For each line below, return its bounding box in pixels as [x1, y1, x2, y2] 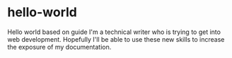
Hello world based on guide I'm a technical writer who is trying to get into [7, 28, 221, 36]
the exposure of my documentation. [7, 42, 112, 51]
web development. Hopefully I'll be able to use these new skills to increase [7, 35, 225, 43]
